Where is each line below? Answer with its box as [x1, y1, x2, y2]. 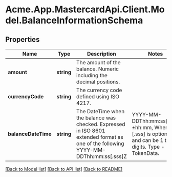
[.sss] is [132, 130, 151, 137]
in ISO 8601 [76, 127, 106, 134]
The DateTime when [76, 108, 125, 115]
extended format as [76, 134, 124, 140]
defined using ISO [76, 93, 119, 100]
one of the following [76, 140, 124, 147]
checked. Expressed [76, 121, 125, 128]
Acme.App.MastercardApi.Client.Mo [5, 4, 165, 15]
